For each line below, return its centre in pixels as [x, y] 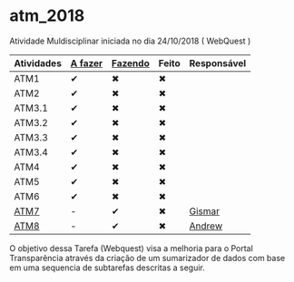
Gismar [205, 211]
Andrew [206, 226]
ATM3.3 [31, 137]
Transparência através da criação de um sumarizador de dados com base [147, 258]
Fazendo [131, 63]
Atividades [38, 63]
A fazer [87, 63]
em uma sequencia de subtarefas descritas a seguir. [108, 267]
